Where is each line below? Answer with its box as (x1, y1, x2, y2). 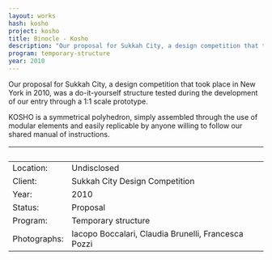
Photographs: (12, 232, 64, 244)
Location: (12, 162, 49, 173)
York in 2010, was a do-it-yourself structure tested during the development (8, 87, 258, 97)
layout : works (8, 11, 57, 20)
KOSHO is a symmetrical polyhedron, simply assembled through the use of (8, 112, 258, 121)
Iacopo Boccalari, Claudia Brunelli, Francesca (71, 228, 244, 239)
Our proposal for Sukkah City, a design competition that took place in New (8, 79, 257, 89)
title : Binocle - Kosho (8, 34, 89, 43)
